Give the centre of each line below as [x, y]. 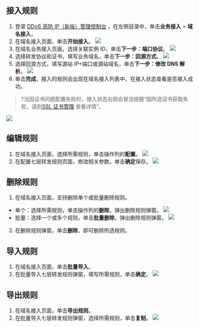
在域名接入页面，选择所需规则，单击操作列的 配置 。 [78, 154]
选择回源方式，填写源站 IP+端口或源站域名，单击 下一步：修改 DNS [97, 63]
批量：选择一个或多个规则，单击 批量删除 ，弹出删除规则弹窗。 [91, 218]
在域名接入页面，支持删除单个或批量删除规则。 [72, 198]
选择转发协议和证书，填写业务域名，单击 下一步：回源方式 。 [88, 56]
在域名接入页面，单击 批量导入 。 [54, 267]
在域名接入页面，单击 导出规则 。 [54, 311]
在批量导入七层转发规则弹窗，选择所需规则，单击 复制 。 [83, 318]
